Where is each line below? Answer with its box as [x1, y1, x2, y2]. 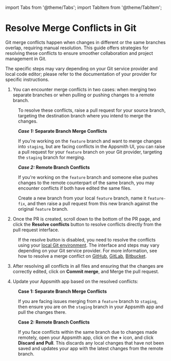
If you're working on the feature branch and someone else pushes [18, 174, 158, 180]
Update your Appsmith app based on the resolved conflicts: [12, 278, 139, 284]
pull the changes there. [18, 309, 67, 315]
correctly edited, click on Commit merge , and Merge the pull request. [12, 268, 159, 274]
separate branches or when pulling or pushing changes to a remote [12, 92, 155, 98]
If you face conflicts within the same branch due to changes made [18, 329, 157, 335]
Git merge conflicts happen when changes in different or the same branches [5, 39, 166, 45]
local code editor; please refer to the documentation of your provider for [5, 71, 157, 77]
